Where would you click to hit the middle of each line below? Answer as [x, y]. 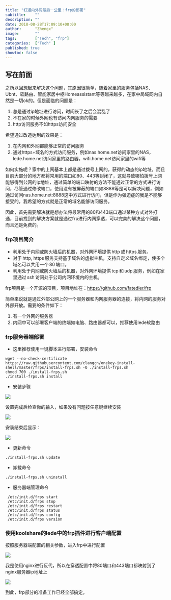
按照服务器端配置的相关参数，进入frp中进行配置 [55, 545]
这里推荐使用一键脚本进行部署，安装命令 [55, 349]
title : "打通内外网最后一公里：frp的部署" [46, 10]
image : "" [22, 34]
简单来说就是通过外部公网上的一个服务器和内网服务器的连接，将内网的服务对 [85, 298]
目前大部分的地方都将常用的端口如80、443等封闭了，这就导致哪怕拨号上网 [84, 176]
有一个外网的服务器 [33, 316]
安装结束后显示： [23, 427]
